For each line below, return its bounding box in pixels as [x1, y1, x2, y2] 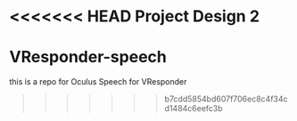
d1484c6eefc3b [164, 103, 223, 114]
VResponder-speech [9, 47, 167, 68]
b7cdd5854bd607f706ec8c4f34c [164, 93, 288, 104]
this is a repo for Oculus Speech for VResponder [9, 77, 187, 87]
